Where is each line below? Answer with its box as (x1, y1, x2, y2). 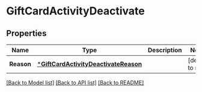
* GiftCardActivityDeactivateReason (37, 60, 142, 68)
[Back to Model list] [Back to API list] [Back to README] (6, 79, 144, 86)
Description (147, 46, 182, 54)
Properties (6, 28, 47, 38)
